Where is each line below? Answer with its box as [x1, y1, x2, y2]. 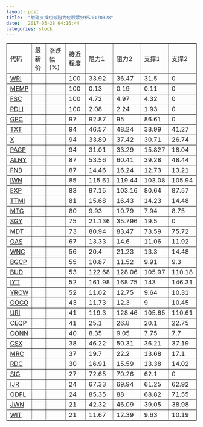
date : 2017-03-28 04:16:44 [6, 20, 80, 26]
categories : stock [6, 25, 53, 32]
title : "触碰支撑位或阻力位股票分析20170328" [6, 14, 114, 21]
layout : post [6, 8, 39, 15]
